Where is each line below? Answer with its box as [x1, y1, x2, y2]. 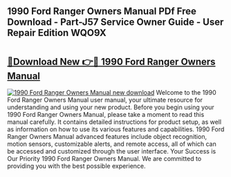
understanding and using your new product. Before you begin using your [7, 103, 214, 111]
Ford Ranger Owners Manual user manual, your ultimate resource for [7, 96, 203, 104]
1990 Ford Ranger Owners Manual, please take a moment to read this [7, 111, 205, 118]
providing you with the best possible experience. [7, 162, 147, 170]
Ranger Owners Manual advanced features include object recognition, [7, 133, 207, 140]
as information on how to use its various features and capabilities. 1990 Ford [7, 125, 225, 133]
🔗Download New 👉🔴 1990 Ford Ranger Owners [7, 55, 216, 68]
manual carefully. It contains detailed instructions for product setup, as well [7, 118, 222, 126]
